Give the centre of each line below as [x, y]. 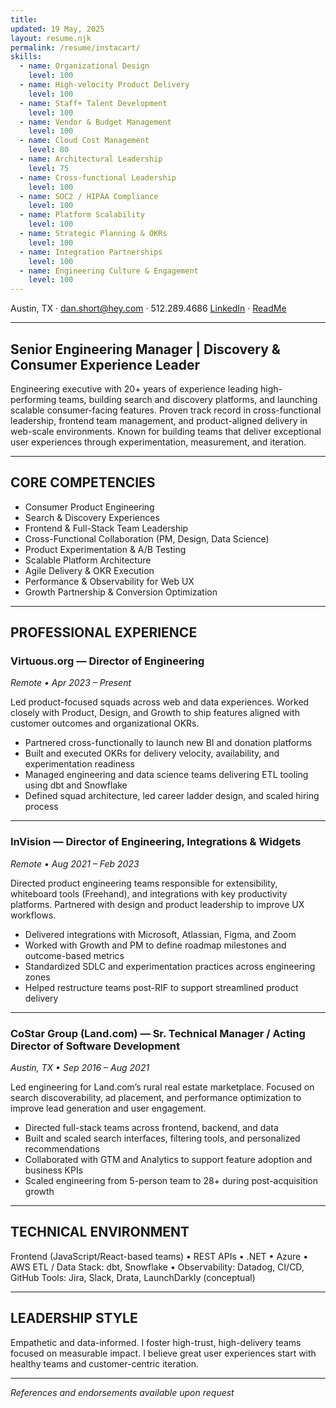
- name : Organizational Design [84, 66]
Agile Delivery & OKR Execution [89, 570]
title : [24, 19]
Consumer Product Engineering [89, 507]
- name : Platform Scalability [82, 215]
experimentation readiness [79, 764]
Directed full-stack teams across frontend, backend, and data [151, 1128]
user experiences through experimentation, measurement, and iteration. [158, 442]
